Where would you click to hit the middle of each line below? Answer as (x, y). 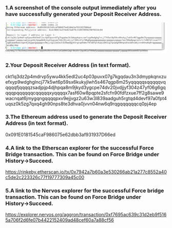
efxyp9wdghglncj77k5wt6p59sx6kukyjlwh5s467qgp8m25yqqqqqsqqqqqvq (85, 82)
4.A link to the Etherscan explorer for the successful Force (80, 148)
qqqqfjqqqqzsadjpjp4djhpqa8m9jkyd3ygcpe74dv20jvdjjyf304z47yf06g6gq (85, 87)
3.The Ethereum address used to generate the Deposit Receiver (86, 117)
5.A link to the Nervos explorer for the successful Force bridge (85, 191)
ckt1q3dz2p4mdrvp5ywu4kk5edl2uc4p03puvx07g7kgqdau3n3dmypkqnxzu (86, 77)
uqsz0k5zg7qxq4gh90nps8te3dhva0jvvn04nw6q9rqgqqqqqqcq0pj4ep (81, 104)
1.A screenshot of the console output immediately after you (81, 8)
